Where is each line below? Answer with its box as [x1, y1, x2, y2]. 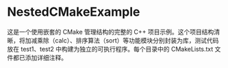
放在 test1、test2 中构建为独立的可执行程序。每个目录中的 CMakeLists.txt [7, 45, 214, 53]
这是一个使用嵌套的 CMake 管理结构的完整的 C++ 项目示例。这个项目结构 [7, 27, 214, 36]
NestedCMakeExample [7, 4, 140, 20]
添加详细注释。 [25, 53, 67, 62]
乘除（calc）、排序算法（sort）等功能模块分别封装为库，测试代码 [36, 36, 219, 45]
